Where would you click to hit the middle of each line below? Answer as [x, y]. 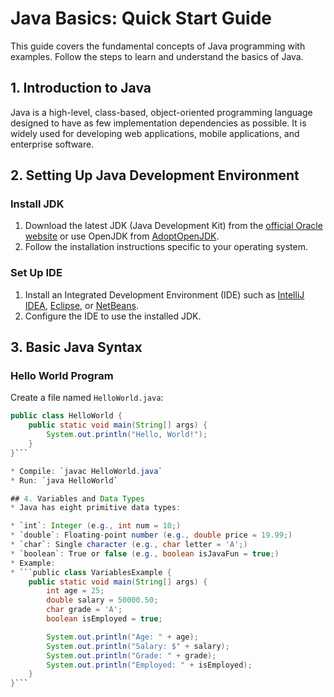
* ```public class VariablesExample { [91, 572]
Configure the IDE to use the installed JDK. [113, 316]
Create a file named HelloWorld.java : [87, 398]
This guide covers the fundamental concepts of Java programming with [158, 46]
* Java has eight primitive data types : [96, 508]
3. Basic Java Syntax [76, 347]
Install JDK [37, 204]
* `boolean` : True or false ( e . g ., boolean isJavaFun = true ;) [145, 553]
